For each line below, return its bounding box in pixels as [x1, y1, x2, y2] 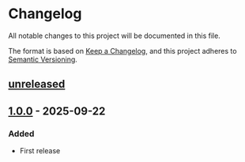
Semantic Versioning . [8, 55, 77, 64]
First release [19, 146, 61, 156]
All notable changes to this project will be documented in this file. [8, 31, 221, 40]
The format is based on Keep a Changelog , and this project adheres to [8, 46, 237, 55]
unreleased [8, 77, 66, 91]
